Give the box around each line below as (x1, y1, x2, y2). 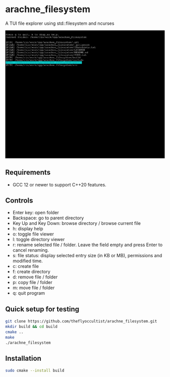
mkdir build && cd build (5, 324, 58, 329)
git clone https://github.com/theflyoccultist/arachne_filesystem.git (5, 319, 157, 324)
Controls (5, 196, 33, 205)
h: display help (12, 226, 44, 232)
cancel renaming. (12, 247, 49, 253)
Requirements (5, 168, 51, 177)
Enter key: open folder (12, 210, 59, 216)
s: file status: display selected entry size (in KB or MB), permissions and (12, 253, 162, 259)
